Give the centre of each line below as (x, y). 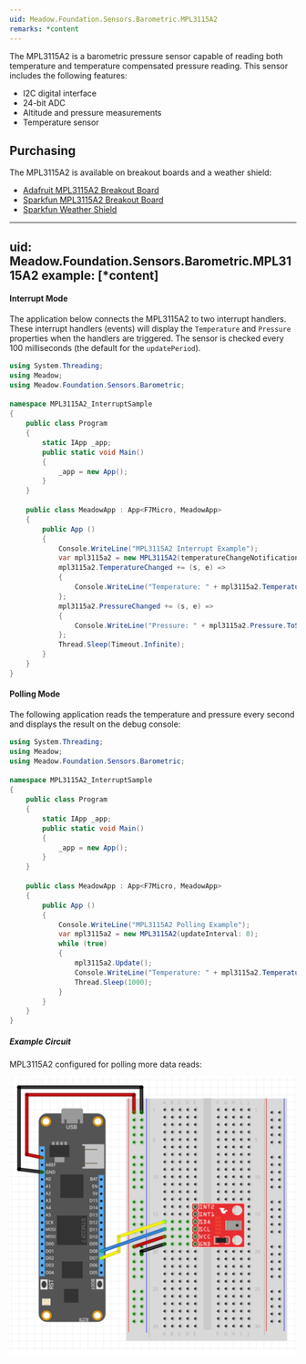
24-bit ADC (44, 103)
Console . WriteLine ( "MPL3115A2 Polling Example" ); (154, 925)
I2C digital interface (60, 93)
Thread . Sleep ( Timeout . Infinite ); (121, 645)
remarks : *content (44, 29)
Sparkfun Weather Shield (70, 210)
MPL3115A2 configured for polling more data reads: (106, 1064)
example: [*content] (100, 275)
